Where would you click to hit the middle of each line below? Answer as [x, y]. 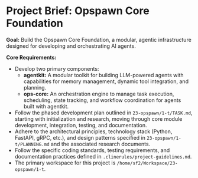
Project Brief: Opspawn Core [78, 11]
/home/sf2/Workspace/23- [147, 163]
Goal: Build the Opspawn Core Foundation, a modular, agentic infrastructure [99, 39]
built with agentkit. [46, 106]
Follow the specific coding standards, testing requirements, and [92, 150]
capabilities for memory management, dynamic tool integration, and [106, 81]
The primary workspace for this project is [65, 163]
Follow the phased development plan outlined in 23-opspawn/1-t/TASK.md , [103, 113]
